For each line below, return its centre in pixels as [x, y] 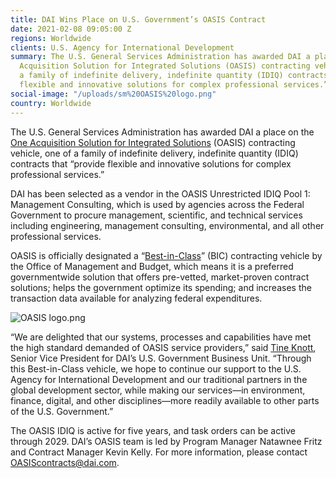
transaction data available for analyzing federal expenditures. [136, 298]
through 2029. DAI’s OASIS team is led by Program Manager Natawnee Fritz [166, 441]
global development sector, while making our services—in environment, [158, 390]
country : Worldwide [51, 103]
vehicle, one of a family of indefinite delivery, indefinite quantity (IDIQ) [154, 153]
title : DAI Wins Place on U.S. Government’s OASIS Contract [138, 19]
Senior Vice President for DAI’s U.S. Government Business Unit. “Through [161, 358]
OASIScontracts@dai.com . [65, 462]
